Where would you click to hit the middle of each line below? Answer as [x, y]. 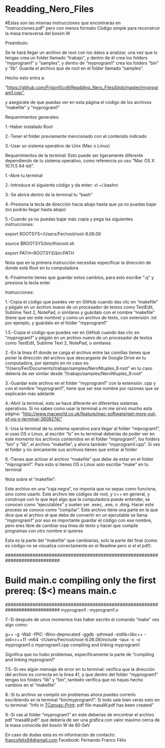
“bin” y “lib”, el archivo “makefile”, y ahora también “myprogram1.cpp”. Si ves [83, 444]
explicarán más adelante [30, 394]
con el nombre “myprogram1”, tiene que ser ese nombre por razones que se [82, 388]
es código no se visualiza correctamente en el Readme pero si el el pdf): [78, 545]
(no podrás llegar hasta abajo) [36, 209]
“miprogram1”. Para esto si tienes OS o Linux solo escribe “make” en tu [77, 464]
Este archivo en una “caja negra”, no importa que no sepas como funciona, [81, 488]
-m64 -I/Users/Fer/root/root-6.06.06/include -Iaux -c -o [83, 639]
